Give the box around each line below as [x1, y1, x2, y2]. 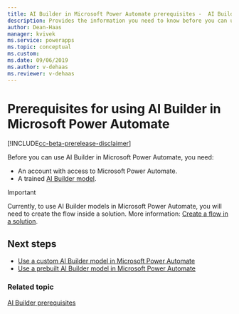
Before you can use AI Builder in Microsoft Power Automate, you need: [7, 153, 214, 162]
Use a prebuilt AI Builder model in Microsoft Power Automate [17, 264, 196, 273]
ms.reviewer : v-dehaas [7, 70, 75, 77]
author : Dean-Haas [7, 23, 62, 31]
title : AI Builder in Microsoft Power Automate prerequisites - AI [7, 10, 215, 18]
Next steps [7, 238, 57, 250]
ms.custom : [7, 51, 40, 58]
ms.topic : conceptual [7, 43, 72, 51]
